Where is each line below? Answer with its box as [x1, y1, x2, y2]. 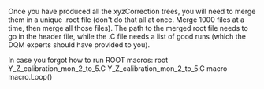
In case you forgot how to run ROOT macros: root [8, 55, 169, 65]
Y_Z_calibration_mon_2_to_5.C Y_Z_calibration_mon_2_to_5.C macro [8, 64, 228, 73]
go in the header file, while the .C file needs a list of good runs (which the [8, 32, 247, 41]
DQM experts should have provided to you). [8, 40, 151, 50]
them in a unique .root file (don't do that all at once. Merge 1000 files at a [8, 15, 245, 24]
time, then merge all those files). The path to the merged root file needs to [8, 24, 248, 32]
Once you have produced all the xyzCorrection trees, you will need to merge [8, 7, 256, 16]
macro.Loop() [8, 72, 53, 81]
